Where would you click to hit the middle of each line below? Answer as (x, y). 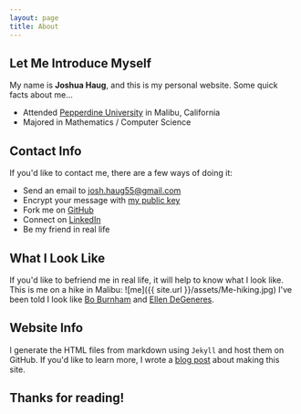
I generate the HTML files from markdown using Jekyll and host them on (147, 350)
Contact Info (46, 151)
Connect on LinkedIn (62, 220)
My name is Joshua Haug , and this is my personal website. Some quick (144, 85)
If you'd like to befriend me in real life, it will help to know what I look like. (147, 280)
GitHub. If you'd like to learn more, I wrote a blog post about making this (145, 359)
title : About (34, 26)
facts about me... (41, 95)
